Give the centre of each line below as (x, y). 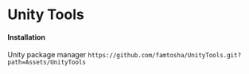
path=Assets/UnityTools (47, 62)
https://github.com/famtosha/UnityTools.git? (165, 56)
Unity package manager (47, 55)
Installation (26, 37)
